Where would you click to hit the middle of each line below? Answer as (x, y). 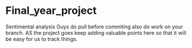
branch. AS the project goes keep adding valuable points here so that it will (96, 32)
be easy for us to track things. (42, 39)
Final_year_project (51, 11)
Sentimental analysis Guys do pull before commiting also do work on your (94, 27)
